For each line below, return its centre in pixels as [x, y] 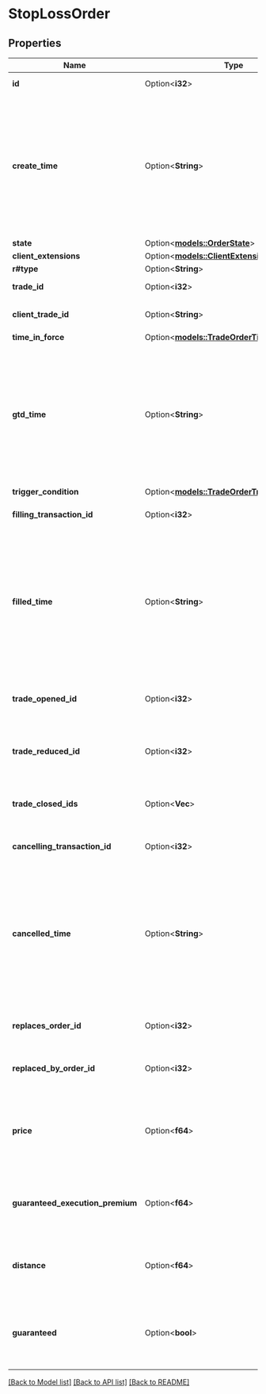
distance [29, 1265]
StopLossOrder [59, 14]
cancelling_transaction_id [62, 846]
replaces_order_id [47, 1025]
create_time [35, 166]
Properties [35, 43]
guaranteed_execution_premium [75, 1203]
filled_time [32, 602]
